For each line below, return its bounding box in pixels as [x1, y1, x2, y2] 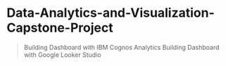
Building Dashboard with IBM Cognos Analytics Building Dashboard [23, 43, 220, 51]
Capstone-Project [6, 20, 113, 36]
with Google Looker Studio [23, 51, 101, 59]
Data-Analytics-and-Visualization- [6, 5, 215, 21]
